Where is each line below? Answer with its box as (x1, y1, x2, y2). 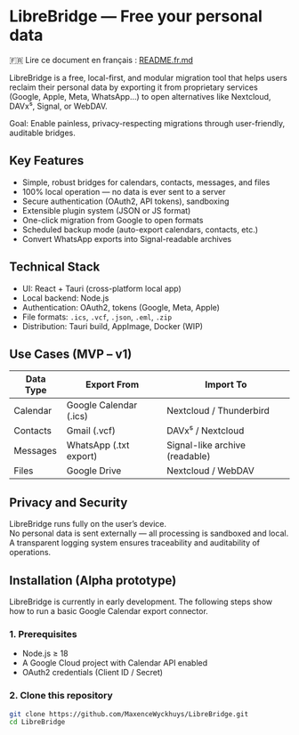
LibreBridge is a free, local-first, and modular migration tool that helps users (9, 72, 287, 83)
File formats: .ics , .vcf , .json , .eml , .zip (21, 311, 172, 322)
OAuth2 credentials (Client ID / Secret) (21, 667, 163, 678)
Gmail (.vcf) (66, 424, 116, 437)
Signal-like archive (166, 439, 246, 451)
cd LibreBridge (9, 718, 66, 727)
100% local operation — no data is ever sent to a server (21, 186, 226, 197)
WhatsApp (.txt (66, 439, 130, 451)
